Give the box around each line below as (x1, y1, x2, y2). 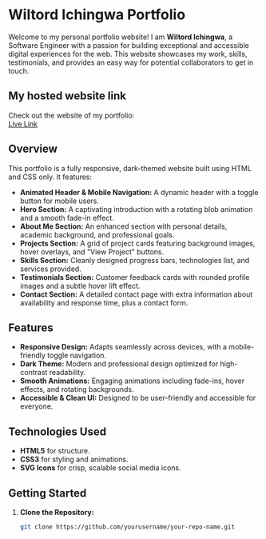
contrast (19, 368, 48, 377)
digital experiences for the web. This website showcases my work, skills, (8, 49, 248, 58)
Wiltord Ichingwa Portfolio (8, 6, 186, 24)
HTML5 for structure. (19, 446, 90, 456)
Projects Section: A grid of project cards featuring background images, (19, 238, 256, 248)
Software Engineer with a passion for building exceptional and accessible (8, 40, 250, 50)
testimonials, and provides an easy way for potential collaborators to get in (8, 58, 254, 67)
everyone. (19, 401, 54, 411)
